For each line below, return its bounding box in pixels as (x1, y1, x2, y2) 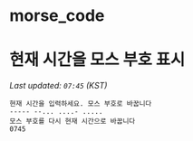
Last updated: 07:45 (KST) (9, 80, 108, 91)
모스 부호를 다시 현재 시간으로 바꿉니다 (9, 117, 136, 127)
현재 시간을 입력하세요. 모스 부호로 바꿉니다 (9, 99, 152, 108)
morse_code (9, 5, 105, 26)
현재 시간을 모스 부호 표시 (9, 50, 186, 70)
